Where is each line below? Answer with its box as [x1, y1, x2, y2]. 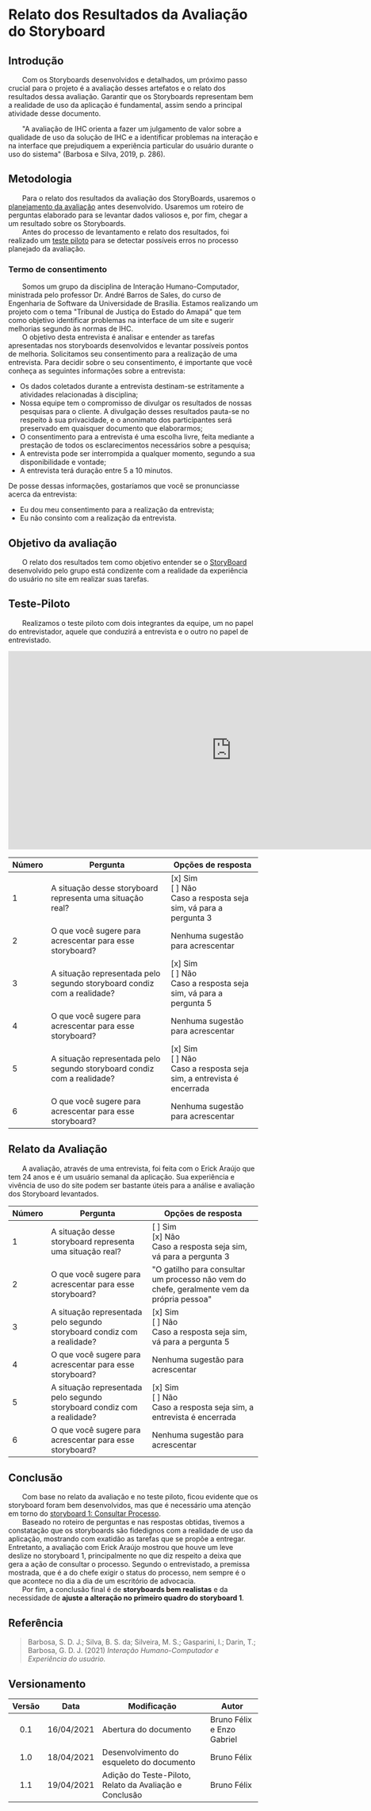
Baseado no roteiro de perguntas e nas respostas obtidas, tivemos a [22, 1517, 245, 1527]
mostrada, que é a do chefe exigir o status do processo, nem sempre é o [8, 1568, 246, 1578]
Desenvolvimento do [101, 1747, 179, 1758]
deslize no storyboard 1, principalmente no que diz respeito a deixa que [8, 1551, 242, 1560]
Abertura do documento [101, 1724, 192, 1735]
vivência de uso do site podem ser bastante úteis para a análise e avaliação [8, 1180, 255, 1190]
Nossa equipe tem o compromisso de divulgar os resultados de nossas [19, 398, 252, 408]
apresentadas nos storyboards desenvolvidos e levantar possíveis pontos [8, 341, 249, 351]
